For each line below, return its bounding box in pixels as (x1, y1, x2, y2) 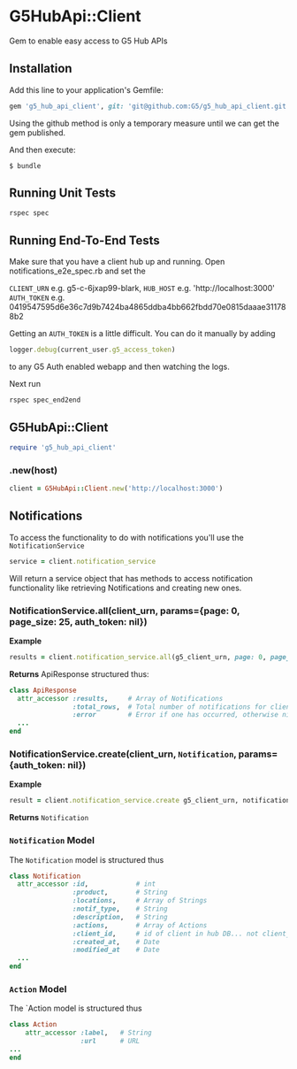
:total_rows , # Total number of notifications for (72, 702, 267, 711)
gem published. (9, 127, 66, 138)
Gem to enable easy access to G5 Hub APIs (9, 35, 168, 46)
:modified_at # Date (72, 945, 161, 955)
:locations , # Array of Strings (72, 896, 208, 905)
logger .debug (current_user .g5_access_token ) (9, 345, 176, 355)
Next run (9, 379, 42, 389)
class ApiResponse (9, 686, 77, 695)
